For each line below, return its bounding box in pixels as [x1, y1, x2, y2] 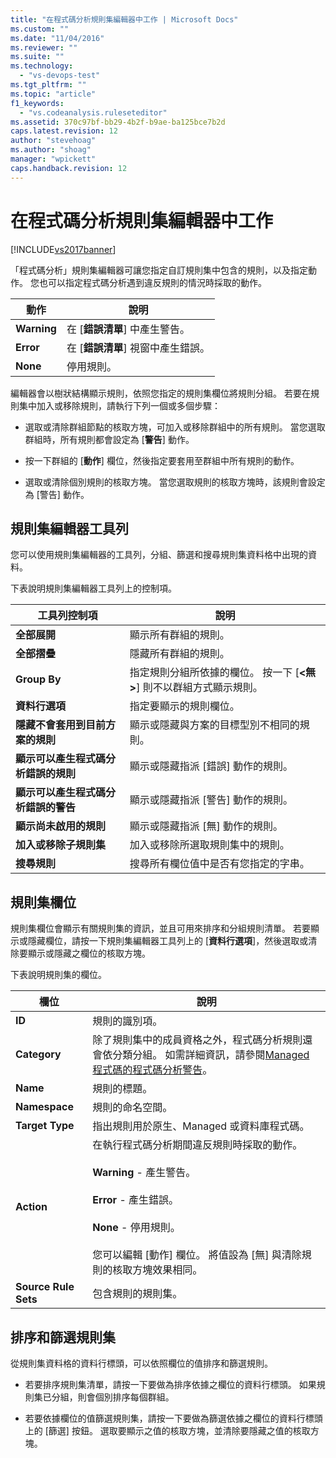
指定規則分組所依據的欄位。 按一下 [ [129, 666, 300, 680]
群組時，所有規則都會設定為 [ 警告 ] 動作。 [24, 433, 195, 445]
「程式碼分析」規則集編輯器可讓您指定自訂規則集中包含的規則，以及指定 [10, 264, 308, 276]
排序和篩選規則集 [10, 1329, 116, 1346]
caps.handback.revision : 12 [10, 163, 128, 173]
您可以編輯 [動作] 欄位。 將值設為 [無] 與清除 [92, 1248, 302, 1262]
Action [15, 1200, 48, 1214]
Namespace [15, 1100, 75, 1114]
